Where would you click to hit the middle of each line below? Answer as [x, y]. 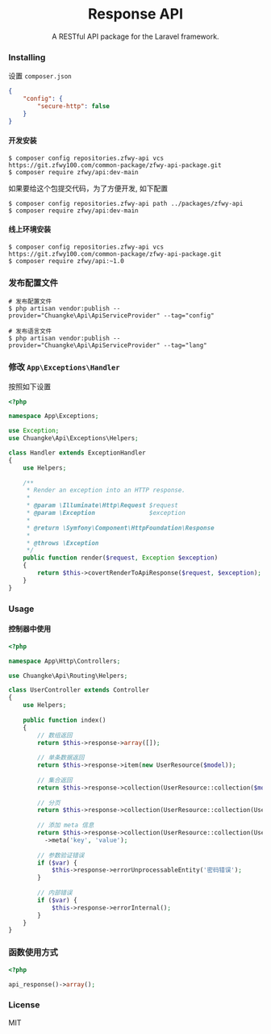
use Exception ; [34, 431]
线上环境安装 [29, 229]
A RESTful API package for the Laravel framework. [135, 36]
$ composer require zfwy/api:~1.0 [67, 262]
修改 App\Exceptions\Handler [64, 367]
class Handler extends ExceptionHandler [77, 453]
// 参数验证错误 [61, 855]
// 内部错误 [55, 893]
